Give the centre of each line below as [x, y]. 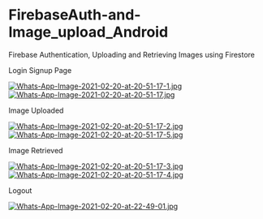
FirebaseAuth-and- [75, 15]
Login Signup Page [40, 70]
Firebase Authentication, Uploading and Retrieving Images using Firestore [132, 54]
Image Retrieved [36, 150]
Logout [20, 190]
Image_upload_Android [88, 32]
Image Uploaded [36, 110]
